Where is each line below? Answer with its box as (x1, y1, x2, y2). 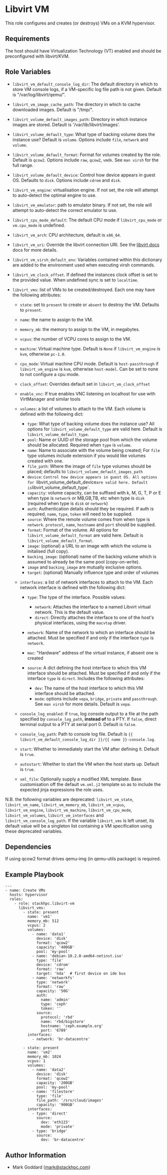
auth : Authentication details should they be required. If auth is (27, 505, 154, 511)
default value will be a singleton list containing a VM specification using (5, 822, 152, 828)
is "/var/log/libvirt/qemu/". (12, 91, 66, 97)
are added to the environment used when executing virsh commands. (12, 261, 156, 268)
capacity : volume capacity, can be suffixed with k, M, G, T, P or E (27, 489, 162, 495)
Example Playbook (5, 870, 64, 878)
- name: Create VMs (5, 888, 46, 893)
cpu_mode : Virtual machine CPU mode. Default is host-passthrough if (19, 360, 159, 366)
